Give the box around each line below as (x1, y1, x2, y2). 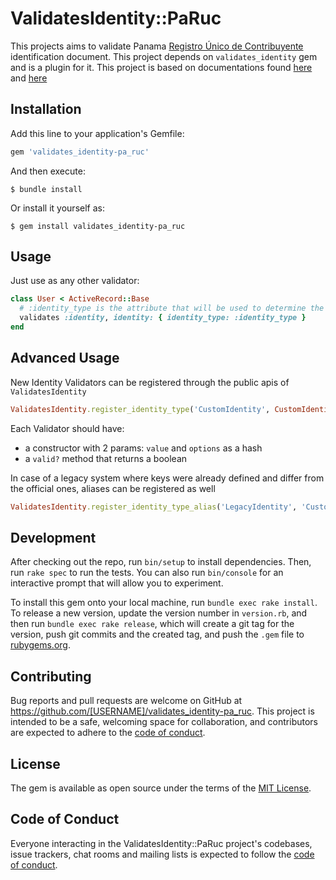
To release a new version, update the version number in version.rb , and (10, 607, 308, 619)
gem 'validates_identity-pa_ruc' (10, 147, 150, 157)
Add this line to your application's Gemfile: (10, 127, 185, 139)
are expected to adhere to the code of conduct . (10, 727, 206, 739)
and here (10, 72, 48, 84)
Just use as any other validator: (10, 275, 140, 287)
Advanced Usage (10, 350, 120, 367)
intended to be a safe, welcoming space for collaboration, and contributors (10, 716, 318, 728)
